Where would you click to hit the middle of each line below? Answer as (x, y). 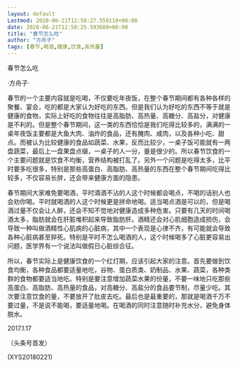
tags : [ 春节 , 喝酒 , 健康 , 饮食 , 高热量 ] (56, 47)
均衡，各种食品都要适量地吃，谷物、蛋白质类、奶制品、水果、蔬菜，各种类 (122, 270)
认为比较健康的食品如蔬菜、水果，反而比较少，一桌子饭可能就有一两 (131, 142)
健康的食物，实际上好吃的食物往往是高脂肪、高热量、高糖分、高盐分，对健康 (119, 115)
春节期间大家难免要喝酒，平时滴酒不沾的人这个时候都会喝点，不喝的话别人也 (119, 193)
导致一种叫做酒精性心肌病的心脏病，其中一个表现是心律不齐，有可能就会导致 (119, 228)
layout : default (31, 14)
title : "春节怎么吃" (35, 34)
